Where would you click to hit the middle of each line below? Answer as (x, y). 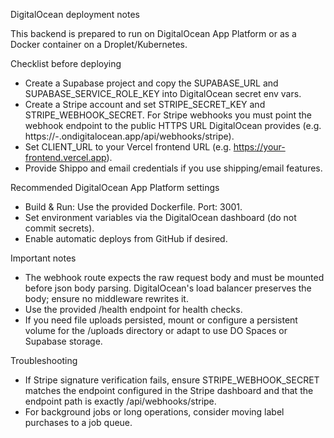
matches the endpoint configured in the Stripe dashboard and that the (169, 390)
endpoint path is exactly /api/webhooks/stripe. (120, 401)
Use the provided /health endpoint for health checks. (133, 309)
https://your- (259, 147)
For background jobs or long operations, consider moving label (154, 412)
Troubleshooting (44, 360)
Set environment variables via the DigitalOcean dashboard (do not (160, 217)
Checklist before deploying (66, 63)
